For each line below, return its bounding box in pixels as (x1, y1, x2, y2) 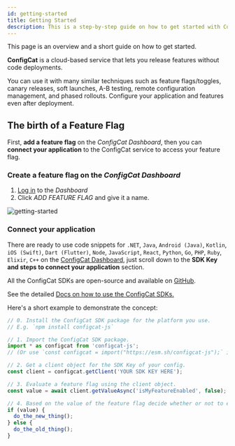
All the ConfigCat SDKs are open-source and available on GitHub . (7, 276, 196, 285)
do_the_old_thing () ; (13, 426, 73, 433)
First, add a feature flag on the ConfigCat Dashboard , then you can (7, 138, 202, 147)
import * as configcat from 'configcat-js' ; (7, 343, 139, 350)
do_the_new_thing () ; (13, 413, 73, 420)
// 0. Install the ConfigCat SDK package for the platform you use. (7, 317, 211, 324)
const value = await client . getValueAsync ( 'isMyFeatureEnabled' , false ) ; (7, 387, 227, 394)
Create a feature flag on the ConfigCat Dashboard (7, 171, 180, 180)
